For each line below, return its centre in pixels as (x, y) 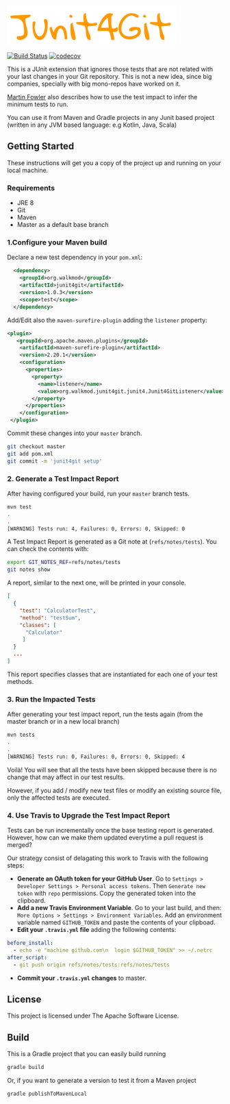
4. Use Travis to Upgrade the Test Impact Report (89, 815)
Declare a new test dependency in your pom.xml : (75, 257)
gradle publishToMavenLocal (47, 1094)
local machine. (28, 170)
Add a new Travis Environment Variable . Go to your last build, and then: (119, 908)
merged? (20, 845)
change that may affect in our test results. (66, 777)
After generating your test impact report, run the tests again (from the (105, 714)
